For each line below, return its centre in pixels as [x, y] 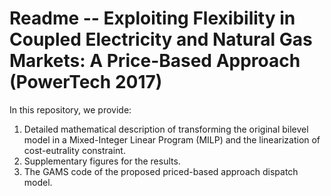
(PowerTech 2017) [86, 82]
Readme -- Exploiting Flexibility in [152, 18]
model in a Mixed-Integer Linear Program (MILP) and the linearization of [172, 139]
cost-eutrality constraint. [74, 150]
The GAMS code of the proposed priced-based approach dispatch [161, 171]
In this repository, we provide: [70, 109]
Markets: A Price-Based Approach [155, 61]
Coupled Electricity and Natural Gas [161, 39]
